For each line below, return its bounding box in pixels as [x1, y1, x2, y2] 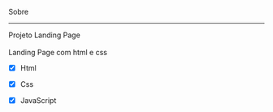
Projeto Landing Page [8, 30, 81, 40]
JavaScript [19, 96, 57, 106]
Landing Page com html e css [8, 48, 108, 57]
